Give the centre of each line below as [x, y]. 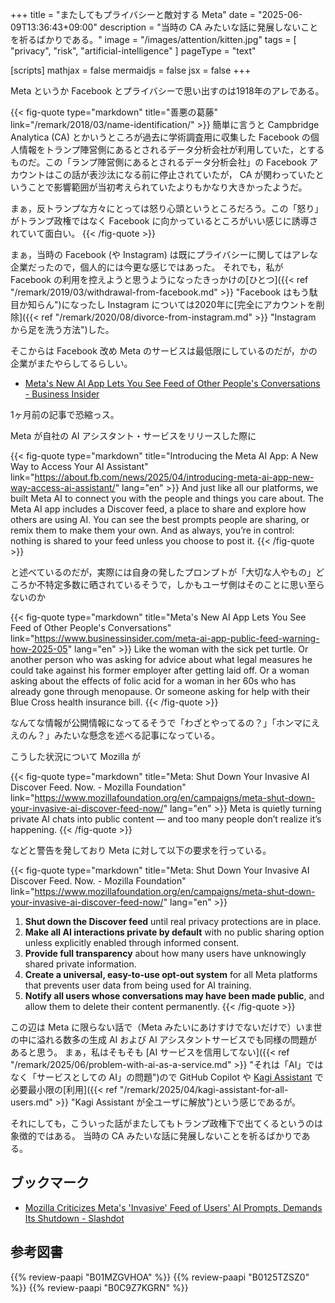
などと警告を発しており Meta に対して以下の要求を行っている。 [141, 850]
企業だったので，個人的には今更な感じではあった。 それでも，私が [147, 267]
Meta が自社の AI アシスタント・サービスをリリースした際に [133, 436]
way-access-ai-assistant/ [63, 487]
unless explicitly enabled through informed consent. [132, 942]
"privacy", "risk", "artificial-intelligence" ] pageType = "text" [133, 51]
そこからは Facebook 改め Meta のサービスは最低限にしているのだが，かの [164, 351]
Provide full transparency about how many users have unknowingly [165, 953]
